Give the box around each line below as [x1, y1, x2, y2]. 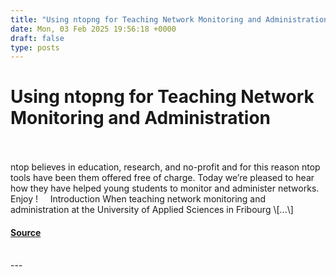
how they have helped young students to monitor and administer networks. [10, 182, 320, 195]
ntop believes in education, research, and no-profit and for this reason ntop [10, 161, 321, 173]
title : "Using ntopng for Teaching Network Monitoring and [10, 14, 262, 25]
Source [10, 226, 42, 238]
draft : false [10, 33, 65, 43]
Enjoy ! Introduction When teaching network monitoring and [10, 193, 267, 205]
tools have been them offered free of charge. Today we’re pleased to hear [10, 172, 315, 184]
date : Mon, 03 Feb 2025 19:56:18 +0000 [10, 24, 177, 34]
